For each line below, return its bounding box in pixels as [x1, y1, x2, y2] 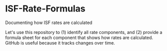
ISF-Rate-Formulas [5, 3, 86, 14]
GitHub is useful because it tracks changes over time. [5, 39, 116, 45]
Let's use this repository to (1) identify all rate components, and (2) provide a [5, 29, 163, 35]
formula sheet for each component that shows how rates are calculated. [5, 34, 154, 40]
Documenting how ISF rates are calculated [5, 19, 93, 25]
